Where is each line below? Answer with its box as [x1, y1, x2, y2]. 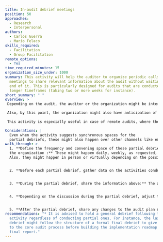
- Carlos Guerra [9, 34, 42, 39]
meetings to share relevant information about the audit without [9, 79, 145, 84]
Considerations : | [5, 128, 42, 133]
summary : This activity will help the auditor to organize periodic [5, 75, 147, 79]
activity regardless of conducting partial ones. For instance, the [9, 216, 151, 221]
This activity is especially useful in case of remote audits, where [7, 119, 151, 124]
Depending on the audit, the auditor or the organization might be [7, 102, 147, 106]
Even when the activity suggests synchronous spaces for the [9, 133, 136, 137]
